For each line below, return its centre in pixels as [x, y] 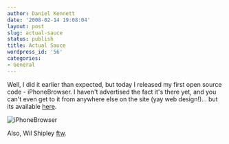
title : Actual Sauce [37, 45]
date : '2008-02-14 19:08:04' [49, 20]
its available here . [32, 106]
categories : [24, 59]
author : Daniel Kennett [41, 13]
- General [21, 65]
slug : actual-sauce [35, 33]
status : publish [30, 39]
